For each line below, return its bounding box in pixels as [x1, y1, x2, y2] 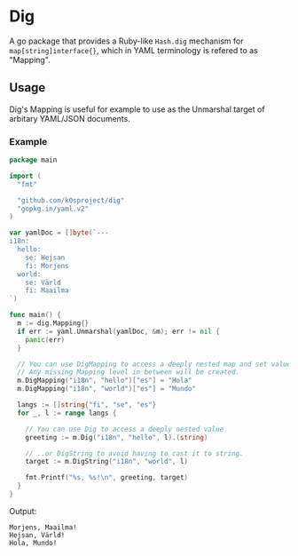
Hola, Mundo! [9, 538, 58, 547]
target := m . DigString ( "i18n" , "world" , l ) [25, 457, 189, 466]
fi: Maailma [25, 286, 69, 295]
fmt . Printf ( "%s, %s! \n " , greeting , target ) [25, 473, 189, 482]
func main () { [9, 311, 62, 320]
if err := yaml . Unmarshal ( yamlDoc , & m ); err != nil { [17, 327, 220, 336]
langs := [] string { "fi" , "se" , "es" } [17, 401, 157, 409]
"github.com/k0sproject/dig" [17, 195, 125, 205]
